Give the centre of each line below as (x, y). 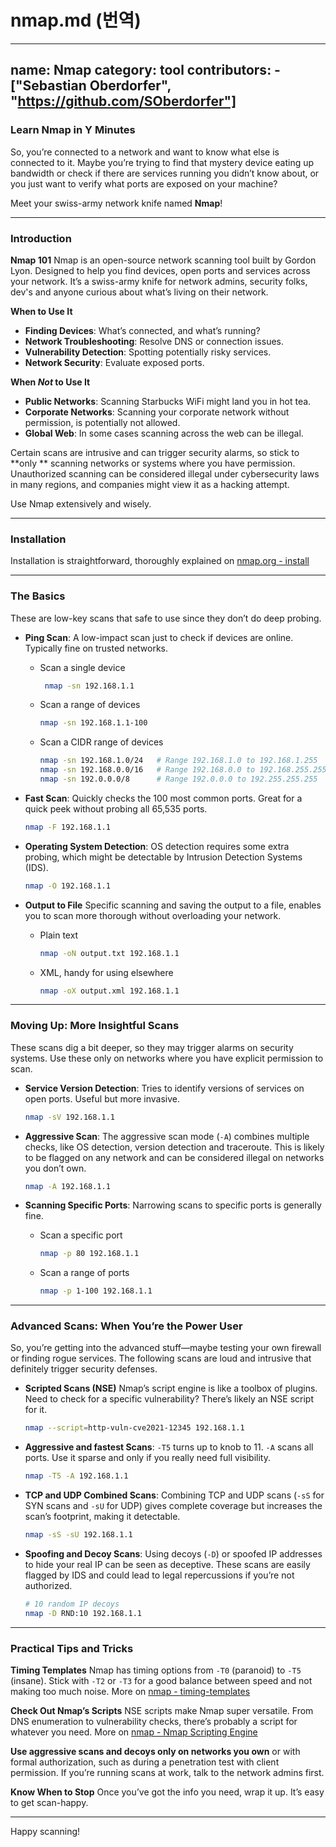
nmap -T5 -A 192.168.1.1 (76, 1476)
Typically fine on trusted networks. (96, 648)
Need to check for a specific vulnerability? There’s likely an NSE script (169, 1399)
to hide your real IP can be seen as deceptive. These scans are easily (167, 1565)
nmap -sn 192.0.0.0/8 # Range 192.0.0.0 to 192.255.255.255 (178, 779)
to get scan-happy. (49, 1803)
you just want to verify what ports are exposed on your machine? (144, 183)
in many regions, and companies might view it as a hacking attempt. (150, 484)
